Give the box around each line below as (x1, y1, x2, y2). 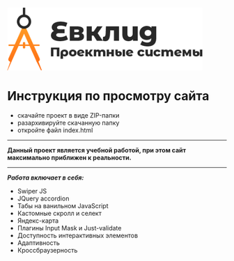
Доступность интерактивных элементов (17, 231, 138, 239)
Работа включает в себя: (7, 173, 84, 182)
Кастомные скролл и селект (17, 209, 102, 217)
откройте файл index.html (17, 126, 93, 134)
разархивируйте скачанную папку (17, 118, 120, 127)
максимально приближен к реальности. (7, 153, 132, 161)
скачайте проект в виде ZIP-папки (17, 111, 120, 119)
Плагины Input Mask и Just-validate (17, 223, 122, 232)
